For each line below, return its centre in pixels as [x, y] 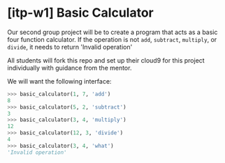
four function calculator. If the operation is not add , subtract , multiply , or [112, 39]
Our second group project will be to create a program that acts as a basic [112, 32]
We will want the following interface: [59, 81]
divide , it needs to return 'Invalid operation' [70, 47]
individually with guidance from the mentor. [70, 68]
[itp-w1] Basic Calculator [80, 13]
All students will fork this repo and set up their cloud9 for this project [106, 60]
